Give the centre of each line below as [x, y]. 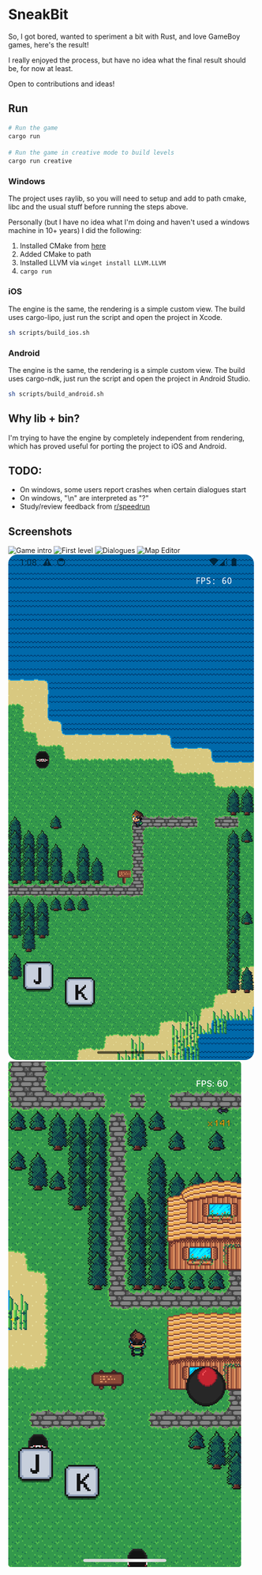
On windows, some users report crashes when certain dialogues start [133, 490]
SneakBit [38, 15]
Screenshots [40, 531]
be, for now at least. [41, 68]
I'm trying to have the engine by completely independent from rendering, [126, 438]
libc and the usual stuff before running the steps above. [98, 207]
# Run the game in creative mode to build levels [92, 153]
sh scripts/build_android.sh [56, 394]
